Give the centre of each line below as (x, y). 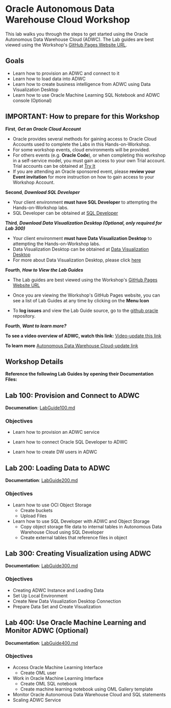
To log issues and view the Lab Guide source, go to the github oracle (85, 311)
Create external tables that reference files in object (74, 537)
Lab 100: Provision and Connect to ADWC (72, 395)
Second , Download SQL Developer (43, 192)
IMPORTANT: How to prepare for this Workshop (82, 116)
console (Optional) (32, 100)
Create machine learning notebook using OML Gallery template (87, 689)
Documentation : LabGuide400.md (42, 643)
